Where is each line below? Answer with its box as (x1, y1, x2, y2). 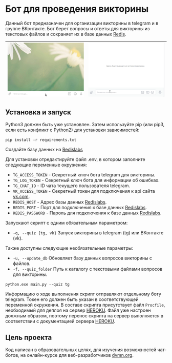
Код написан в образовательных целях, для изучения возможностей (5, 347, 157, 353)
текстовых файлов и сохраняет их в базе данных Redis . (5, 31, 126, 37)
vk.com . (12, 193, 30, 200)
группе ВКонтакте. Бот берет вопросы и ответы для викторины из (5, 25, 150, 31)
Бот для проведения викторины (5, 3, 149, 15)
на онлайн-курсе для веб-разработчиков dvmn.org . (20, 352, 134, 358)
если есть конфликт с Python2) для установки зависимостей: (5, 127, 140, 133)
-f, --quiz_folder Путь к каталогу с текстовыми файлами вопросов (12, 266, 163, 272)
